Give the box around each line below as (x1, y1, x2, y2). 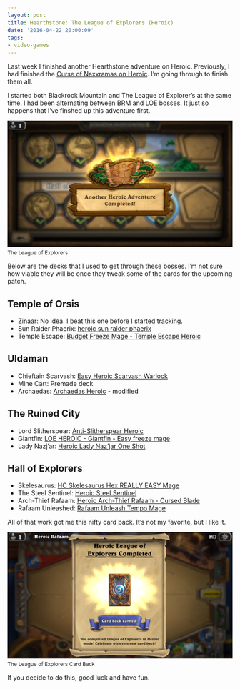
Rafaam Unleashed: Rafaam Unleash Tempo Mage (17, 504, 166, 512)
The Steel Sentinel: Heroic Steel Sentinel (17, 489, 137, 497)
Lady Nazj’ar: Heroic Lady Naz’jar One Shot (17, 442, 146, 450)
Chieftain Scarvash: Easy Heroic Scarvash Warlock (17, 372, 168, 380)
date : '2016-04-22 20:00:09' (7, 26, 94, 34)
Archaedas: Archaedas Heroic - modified (17, 387, 139, 395)
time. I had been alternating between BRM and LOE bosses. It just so (7, 99, 209, 107)
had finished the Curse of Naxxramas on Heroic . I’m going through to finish (7, 70, 229, 79)
